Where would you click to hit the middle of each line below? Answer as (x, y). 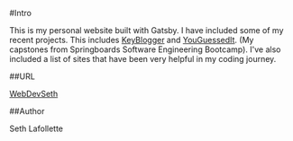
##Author (27, 111)
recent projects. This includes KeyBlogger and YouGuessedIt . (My (132, 40)
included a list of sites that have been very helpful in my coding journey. (143, 59)
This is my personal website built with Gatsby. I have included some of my (146, 30)
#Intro (20, 13)
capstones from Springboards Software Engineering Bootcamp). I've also (145, 49)
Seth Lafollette (37, 128)
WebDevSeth (34, 94)
